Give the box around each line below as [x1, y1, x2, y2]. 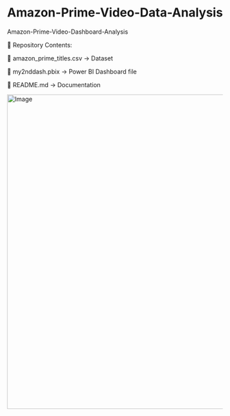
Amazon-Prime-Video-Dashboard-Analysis [7, 27, 129, 36]
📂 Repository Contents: [7, 41, 73, 49]
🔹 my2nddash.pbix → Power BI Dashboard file [7, 67, 137, 76]
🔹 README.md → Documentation [7, 80, 101, 89]
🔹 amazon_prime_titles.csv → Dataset [7, 54, 113, 62]
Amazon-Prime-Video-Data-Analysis [7, 5, 223, 21]
